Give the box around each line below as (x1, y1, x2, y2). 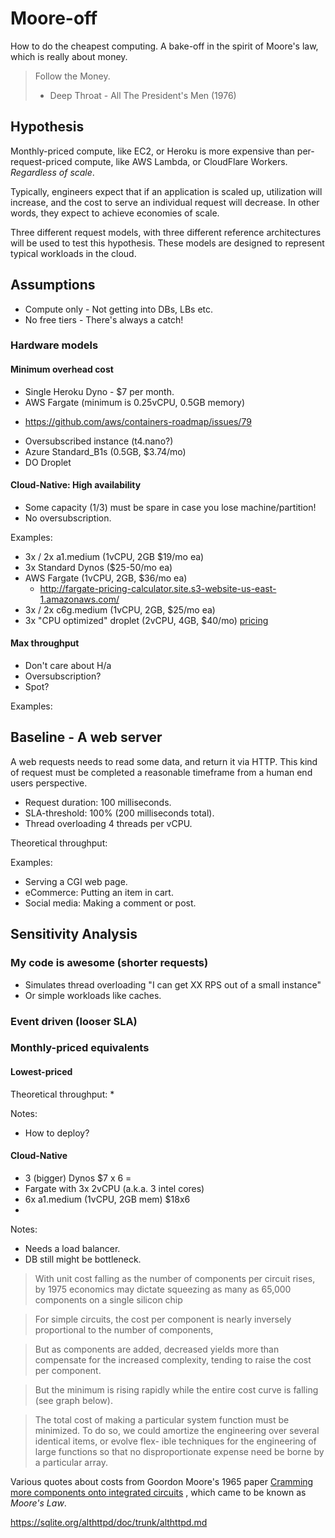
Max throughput (10, 637, 80, 649)
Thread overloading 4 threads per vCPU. (24, 817, 193, 829)
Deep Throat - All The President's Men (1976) (49, 89, 237, 101)
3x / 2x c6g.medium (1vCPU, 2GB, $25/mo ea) (24, 603, 216, 616)
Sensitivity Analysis (10, 926, 138, 943)
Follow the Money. (34, 70, 111, 82)
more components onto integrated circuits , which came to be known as (10, 1486, 307, 1498)
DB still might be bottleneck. (24, 1253, 142, 1265)
